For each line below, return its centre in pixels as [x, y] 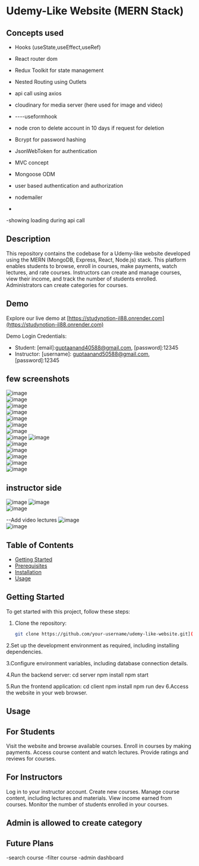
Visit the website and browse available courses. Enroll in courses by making [99, 746]
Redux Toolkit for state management [59, 70]
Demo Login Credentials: [37, 336]
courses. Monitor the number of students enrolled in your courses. [88, 804]
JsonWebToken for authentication [56, 151]
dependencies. [24, 652]
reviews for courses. [31, 758]
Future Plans [30, 843]
